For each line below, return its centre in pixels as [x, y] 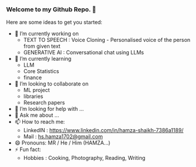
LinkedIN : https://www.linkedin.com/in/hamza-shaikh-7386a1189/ [103, 130]
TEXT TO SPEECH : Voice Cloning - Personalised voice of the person [107, 40]
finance [33, 78]
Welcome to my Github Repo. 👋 [51, 9]
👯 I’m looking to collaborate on [52, 84]
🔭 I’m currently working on [46, 34]
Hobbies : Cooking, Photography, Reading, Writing [84, 158]
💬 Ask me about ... [37, 115]
